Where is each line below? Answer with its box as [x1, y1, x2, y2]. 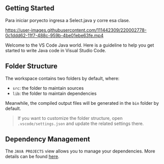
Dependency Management [5, 135, 90, 143]
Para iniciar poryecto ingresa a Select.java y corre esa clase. [5, 17, 130, 23]
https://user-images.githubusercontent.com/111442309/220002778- [5, 27, 147, 33]
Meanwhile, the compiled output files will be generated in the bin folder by [5, 100, 159, 106]
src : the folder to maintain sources [12, 85, 84, 91]
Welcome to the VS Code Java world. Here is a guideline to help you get [5, 42, 154, 48]
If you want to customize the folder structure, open [17, 115, 123, 121]
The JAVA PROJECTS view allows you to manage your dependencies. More [5, 148, 155, 154]
